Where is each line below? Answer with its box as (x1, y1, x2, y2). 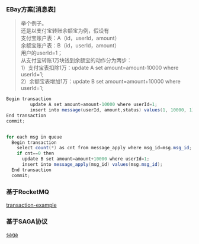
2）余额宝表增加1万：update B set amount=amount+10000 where (20, 78, 181, 85)
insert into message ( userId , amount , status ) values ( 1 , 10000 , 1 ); (30, 107, 197, 113)
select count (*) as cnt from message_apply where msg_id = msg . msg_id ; (17, 145, 192, 151)
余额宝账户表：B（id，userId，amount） (20, 42, 120, 49)
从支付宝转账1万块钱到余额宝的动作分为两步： (20, 57, 132, 64)
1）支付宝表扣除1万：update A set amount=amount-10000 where (20, 64, 179, 72)
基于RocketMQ (6, 188, 49, 196)
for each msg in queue (6, 134, 62, 140)
